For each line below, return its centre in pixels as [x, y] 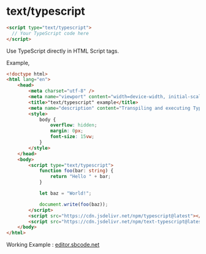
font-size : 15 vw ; [72, 137]
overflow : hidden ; [74, 125]
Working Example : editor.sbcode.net [53, 245]
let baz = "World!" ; [65, 194]
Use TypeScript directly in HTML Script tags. [63, 51]
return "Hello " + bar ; [81, 177]
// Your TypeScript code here [50, 33]
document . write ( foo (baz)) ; [74, 204]
